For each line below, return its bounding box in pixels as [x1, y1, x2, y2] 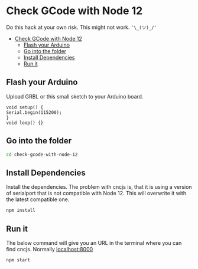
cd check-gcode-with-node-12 [6, 152, 78, 158]
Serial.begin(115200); [6, 109, 62, 116]
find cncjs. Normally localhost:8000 [6, 245, 93, 252]
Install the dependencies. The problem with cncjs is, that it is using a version [6, 183, 192, 191]
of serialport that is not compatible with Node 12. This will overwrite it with [6, 190, 187, 197]
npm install [6, 208, 35, 214]
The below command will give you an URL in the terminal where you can [6, 239, 182, 246]
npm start [6, 257, 31, 263]
